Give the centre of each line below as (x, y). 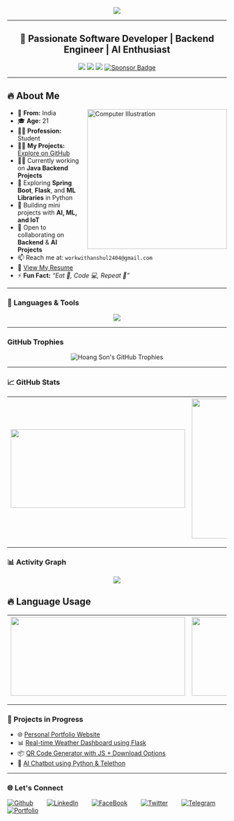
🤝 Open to (32, 227)
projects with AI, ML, (47, 212)
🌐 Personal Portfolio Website (58, 734)
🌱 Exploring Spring (45, 182)
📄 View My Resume (45, 267)
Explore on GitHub (44, 153)
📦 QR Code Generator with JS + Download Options (91, 753)
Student (29, 138)
